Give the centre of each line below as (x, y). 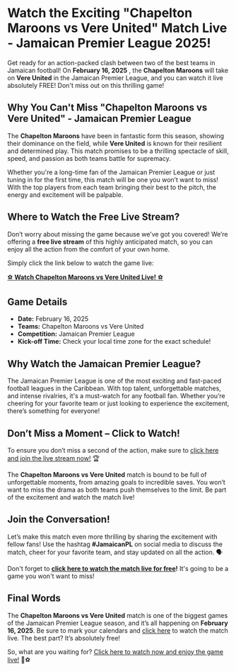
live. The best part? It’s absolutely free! (64, 638)
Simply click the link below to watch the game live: (81, 263)
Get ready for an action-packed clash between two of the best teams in (111, 62)
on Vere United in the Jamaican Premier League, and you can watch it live (116, 78)
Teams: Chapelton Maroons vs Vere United (81, 327)
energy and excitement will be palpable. (65, 194)
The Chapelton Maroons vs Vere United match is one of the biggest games (118, 615)
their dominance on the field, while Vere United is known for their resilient (115, 143)
